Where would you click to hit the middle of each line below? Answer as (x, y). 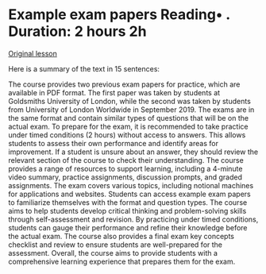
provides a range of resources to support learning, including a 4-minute (125, 168)
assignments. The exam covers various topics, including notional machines (131, 185)
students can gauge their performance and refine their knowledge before (128, 227)
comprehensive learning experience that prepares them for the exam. (122, 261)
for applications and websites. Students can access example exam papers (130, 194)
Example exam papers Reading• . (119, 15)
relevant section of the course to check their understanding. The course (126, 160)
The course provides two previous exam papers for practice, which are (124, 84)
